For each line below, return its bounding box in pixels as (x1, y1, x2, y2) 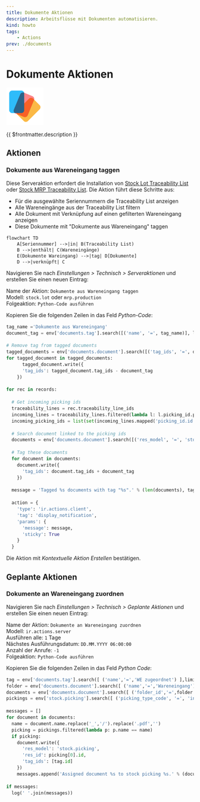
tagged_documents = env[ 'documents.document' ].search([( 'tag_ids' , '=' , (6, 349, 190, 355)
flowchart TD (6, 235, 39, 241)
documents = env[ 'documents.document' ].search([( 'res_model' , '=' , (11, 437, 183, 443)
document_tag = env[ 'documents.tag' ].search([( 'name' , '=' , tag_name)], (6, 330, 190, 336)
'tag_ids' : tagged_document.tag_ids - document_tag (21, 367, 153, 374)
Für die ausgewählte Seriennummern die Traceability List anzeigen (14, 197, 179, 205)
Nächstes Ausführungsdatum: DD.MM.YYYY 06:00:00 (6, 640, 132, 647)
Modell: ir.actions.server (6, 627, 71, 634)
